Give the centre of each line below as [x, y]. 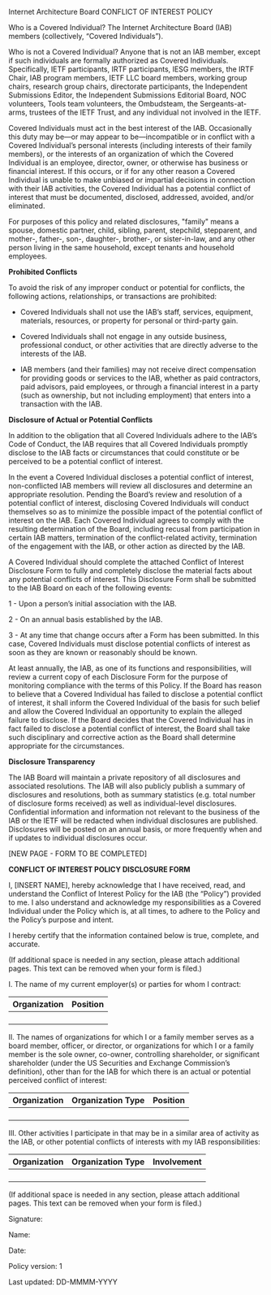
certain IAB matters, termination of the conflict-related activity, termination [133, 537]
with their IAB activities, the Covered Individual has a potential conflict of [130, 189]
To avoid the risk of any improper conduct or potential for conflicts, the [127, 287]
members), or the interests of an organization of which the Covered [121, 154]
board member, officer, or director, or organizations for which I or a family [131, 1045]
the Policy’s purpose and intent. [61, 919]
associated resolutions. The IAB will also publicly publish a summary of [127, 786]
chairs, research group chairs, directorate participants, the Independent [128, 86]
